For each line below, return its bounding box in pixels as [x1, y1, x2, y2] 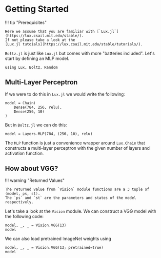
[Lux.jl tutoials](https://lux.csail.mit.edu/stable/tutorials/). [5, 41, 143, 47]
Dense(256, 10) [14, 109, 45, 114]
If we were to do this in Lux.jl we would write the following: [5, 91, 125, 97]
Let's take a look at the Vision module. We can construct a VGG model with [5, 208, 157, 214]
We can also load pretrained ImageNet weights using [5, 236, 111, 241]
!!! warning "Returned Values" [5, 177, 65, 183]
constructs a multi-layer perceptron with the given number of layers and [5, 145, 150, 151]
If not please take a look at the [5, 38, 76, 42]
